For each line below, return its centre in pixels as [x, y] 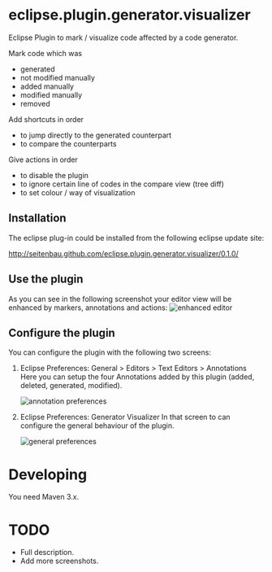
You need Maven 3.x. [44, 497]
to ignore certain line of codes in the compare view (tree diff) [122, 184]
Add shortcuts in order [46, 119]
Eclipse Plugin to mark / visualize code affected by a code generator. [123, 37]
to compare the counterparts [68, 143]
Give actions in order [43, 159]
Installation [37, 218]
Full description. [47, 552]
